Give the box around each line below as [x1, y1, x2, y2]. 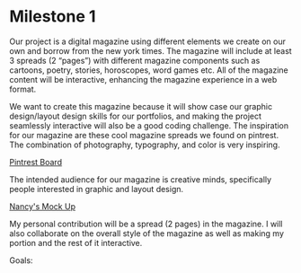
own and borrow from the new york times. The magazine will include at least [9, 45, 292, 56]
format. [9, 84, 37, 94]
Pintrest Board [9, 156, 63, 167]
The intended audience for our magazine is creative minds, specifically [9, 173, 272, 185]
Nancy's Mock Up [9, 200, 76, 212]
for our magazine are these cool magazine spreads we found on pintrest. [9, 129, 279, 140]
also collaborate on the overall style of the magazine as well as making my [9, 227, 285, 239]
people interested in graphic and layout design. [9, 183, 184, 194]
